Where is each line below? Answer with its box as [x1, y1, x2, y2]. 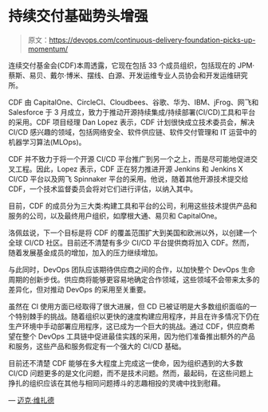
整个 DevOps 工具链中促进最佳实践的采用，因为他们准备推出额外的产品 [22, 332, 255, 341]
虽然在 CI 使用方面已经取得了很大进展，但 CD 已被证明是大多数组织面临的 [8, 301, 250, 311]
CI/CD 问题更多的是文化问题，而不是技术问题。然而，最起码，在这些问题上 [8, 368, 254, 378]
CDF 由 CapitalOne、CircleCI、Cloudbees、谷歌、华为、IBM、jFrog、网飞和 [8, 97, 259, 107]
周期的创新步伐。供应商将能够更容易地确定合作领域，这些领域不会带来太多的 [8, 274, 260, 284]
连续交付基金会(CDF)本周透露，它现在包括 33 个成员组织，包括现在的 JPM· [8, 61, 255, 70]
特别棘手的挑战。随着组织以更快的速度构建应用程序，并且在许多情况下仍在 [14, 312, 260, 321]
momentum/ [27, 44, 69, 53]
